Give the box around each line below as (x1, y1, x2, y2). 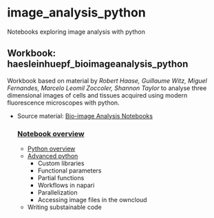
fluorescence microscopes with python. (7, 98, 120, 107)
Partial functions (37, 174, 85, 182)
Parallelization (37, 188, 78, 197)
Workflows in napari (37, 181, 95, 190)
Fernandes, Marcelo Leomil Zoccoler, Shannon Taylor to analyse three (7, 84, 207, 92)
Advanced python (27, 152, 78, 160)
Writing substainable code (27, 203, 102, 211)
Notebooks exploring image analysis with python (7, 28, 146, 36)
